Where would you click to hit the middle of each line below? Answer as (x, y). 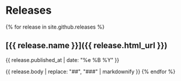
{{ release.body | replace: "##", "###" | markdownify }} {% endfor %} (90, 71)
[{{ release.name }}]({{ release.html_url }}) (86, 46)
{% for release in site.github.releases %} (55, 27)
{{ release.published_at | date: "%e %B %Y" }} (63, 60)
